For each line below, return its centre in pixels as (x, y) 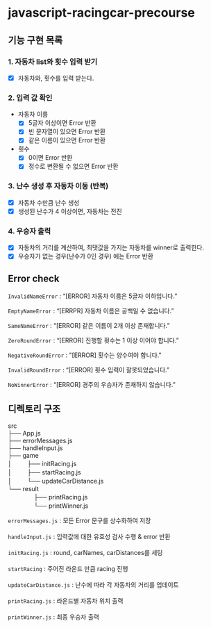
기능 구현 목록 (35, 40)
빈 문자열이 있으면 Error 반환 (67, 132)
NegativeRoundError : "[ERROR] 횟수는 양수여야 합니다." (85, 355)
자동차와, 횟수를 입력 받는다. (56, 78)
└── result (23, 489)
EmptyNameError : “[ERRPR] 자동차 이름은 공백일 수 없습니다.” (91, 311)
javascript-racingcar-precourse (101, 13)
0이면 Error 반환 (50, 158)
